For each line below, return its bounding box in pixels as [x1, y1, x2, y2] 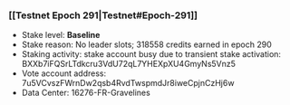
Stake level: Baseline [21, 30, 101, 41]
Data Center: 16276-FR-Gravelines [21, 87, 150, 99]
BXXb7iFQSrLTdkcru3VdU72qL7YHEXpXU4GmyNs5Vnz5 [21, 59, 237, 70]
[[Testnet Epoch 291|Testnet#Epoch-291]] [8, 9, 198, 22]
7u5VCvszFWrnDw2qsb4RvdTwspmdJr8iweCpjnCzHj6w [21, 78, 235, 89]
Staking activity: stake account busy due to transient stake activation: [21, 49, 282, 60]
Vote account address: [21, 68, 107, 79]
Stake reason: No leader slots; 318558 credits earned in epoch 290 [21, 39, 273, 50]
